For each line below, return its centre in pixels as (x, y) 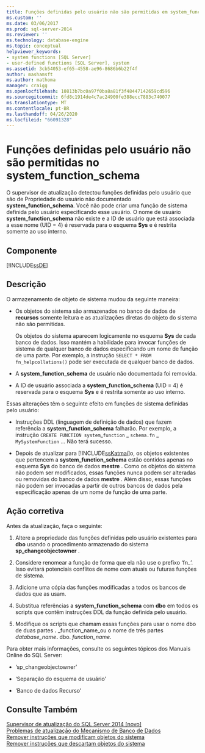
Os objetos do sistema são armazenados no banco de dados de (95, 311)
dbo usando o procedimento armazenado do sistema (82, 544)
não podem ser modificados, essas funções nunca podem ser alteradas (106, 473)
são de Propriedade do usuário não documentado (69, 199)
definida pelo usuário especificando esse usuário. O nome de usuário (94, 212)
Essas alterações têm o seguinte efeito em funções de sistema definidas (97, 404)
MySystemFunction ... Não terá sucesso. (64, 441)
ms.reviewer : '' (27, 35)
